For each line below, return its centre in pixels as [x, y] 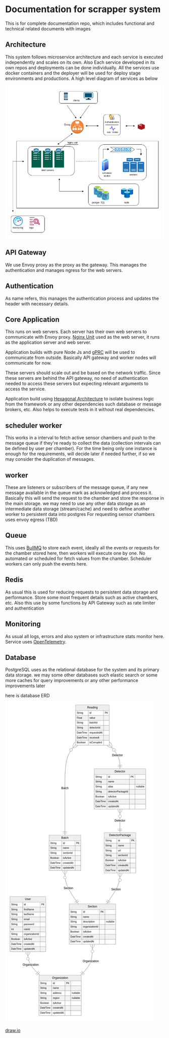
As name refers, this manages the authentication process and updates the [82, 298]
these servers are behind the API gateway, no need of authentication [76, 378]
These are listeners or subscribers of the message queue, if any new [77, 488]
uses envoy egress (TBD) [32, 520]
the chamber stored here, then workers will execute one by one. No [75, 553]
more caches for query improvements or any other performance [72, 681]
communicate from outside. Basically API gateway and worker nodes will [81, 357]
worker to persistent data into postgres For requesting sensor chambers [80, 514]
